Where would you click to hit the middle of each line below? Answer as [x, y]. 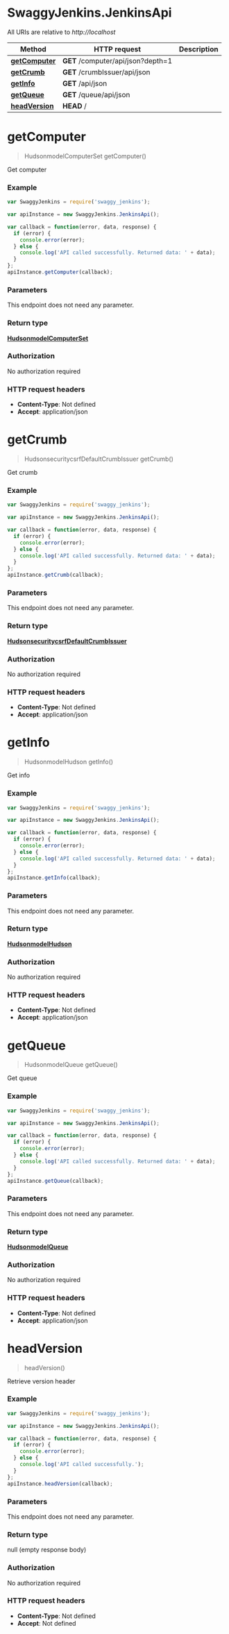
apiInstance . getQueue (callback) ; [56, 1181]
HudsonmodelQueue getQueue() [71, 1065]
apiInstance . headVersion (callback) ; [60, 1483]
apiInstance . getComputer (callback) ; [60, 272]
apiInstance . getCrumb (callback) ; [56, 575]
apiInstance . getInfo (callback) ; [54, 878]
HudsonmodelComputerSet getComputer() [85, 156]
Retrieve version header [41, 1381]
